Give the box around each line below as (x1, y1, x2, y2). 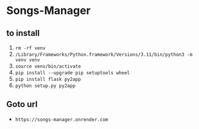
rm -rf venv (15, 45, 46, 51)
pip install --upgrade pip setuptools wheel (15, 70, 130, 76)
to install (6, 28, 40, 38)
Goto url (6, 99, 38, 110)
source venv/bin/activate (15, 63, 81, 69)
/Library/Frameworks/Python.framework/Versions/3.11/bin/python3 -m (15, 52, 193, 58)
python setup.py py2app (15, 83, 76, 89)
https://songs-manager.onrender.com (15, 116, 108, 122)
